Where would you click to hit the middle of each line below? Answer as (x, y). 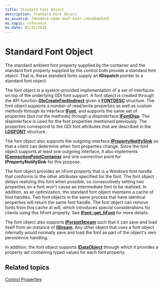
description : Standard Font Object (41, 14)
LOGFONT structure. (26, 132)
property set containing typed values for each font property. (65, 252)
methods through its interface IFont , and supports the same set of (71, 111)
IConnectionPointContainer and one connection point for (63, 157)
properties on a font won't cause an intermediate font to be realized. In (76, 187)
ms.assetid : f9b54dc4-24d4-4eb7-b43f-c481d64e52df (57, 19)
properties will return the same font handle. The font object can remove (77, 202)
